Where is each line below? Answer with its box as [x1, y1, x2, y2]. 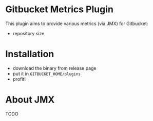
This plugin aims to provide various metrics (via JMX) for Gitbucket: [5, 20, 148, 27]
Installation [5, 49, 54, 60]
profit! [12, 76, 26, 82]
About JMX [5, 94, 55, 106]
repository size [12, 30, 45, 36]
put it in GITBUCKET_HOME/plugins [12, 70, 81, 77]
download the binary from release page [12, 65, 97, 71]
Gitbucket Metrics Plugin [5, 4, 114, 15]
